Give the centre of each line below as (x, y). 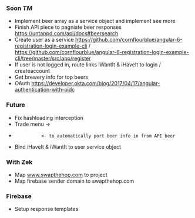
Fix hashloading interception (49, 118)
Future (16, 105)
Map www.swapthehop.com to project (61, 175)
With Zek (19, 162)
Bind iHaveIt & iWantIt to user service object (68, 147)
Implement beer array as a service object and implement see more (95, 21)
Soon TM (19, 8)
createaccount (32, 71)
